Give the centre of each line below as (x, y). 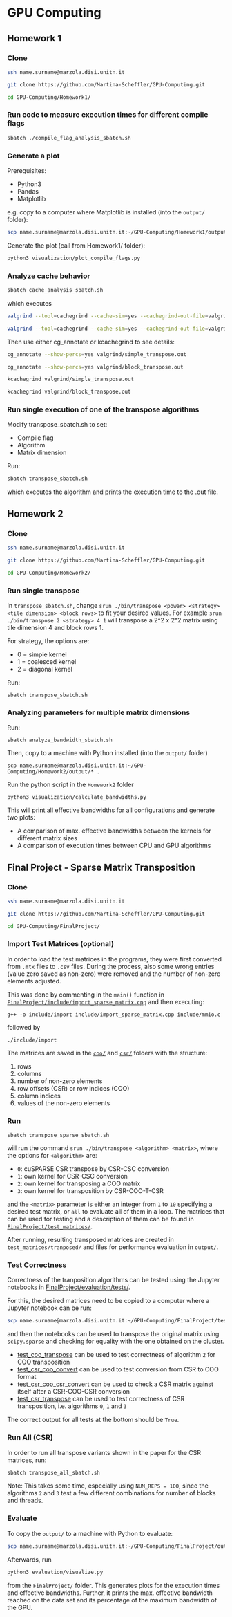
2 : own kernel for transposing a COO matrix (79, 1183)
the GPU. (20, 1607)
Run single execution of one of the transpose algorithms (103, 409)
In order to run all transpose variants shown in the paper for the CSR (104, 1452)
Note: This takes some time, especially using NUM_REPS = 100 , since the (108, 1486)
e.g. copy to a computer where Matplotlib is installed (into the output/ (106, 212)
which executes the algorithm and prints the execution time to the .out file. (113, 492)
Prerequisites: (27, 170)
